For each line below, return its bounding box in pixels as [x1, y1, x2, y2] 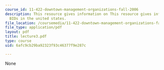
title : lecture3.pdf [5, 34, 47, 39]
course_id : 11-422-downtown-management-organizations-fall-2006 [5, 7, 139, 12]
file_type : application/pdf [5, 25, 62, 30]
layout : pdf [5, 29, 29, 34]
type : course [5, 39, 32, 43]
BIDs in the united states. [9, 16, 67, 21]
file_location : [5, 20, 36, 26]
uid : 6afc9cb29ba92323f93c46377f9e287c [5, 43, 86, 48]
